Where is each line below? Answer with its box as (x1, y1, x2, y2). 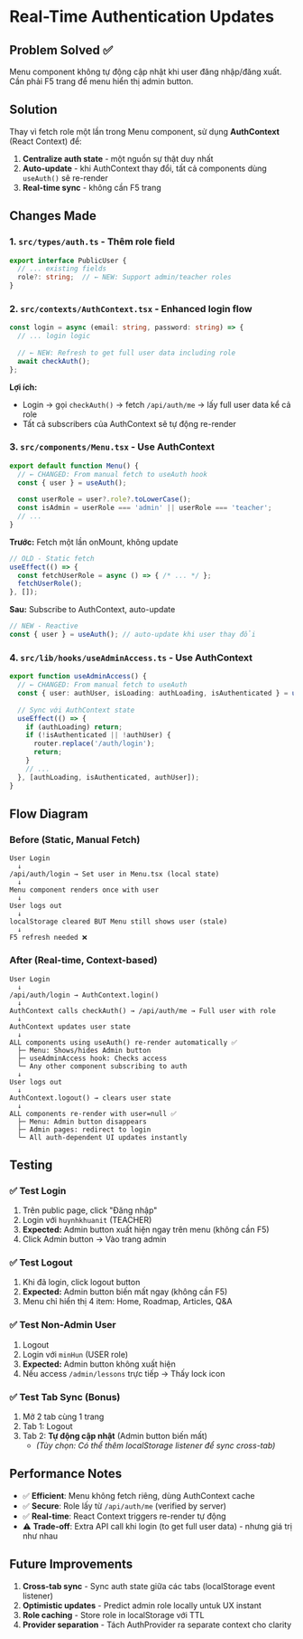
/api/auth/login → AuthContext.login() (9, 990, 160, 1000)
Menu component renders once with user (9, 886, 160, 895)
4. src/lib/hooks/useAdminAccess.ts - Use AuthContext (9, 651, 252, 664)
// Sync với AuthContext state (17, 706, 135, 715)
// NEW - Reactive (9, 621, 78, 630)
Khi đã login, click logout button (22, 1277, 141, 1288)
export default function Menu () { (9, 461, 140, 470)
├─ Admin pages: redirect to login (17, 1124, 151, 1134)
